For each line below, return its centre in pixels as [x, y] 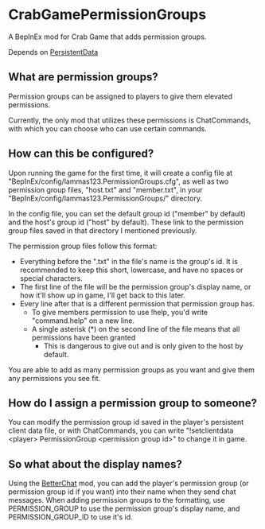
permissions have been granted [84, 337]
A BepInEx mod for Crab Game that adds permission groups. [107, 37]
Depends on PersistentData [53, 52]
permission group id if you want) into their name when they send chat [122, 492]
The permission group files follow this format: [83, 246]
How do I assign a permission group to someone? [132, 403]
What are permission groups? [83, 77]
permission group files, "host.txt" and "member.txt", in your [105, 189]
